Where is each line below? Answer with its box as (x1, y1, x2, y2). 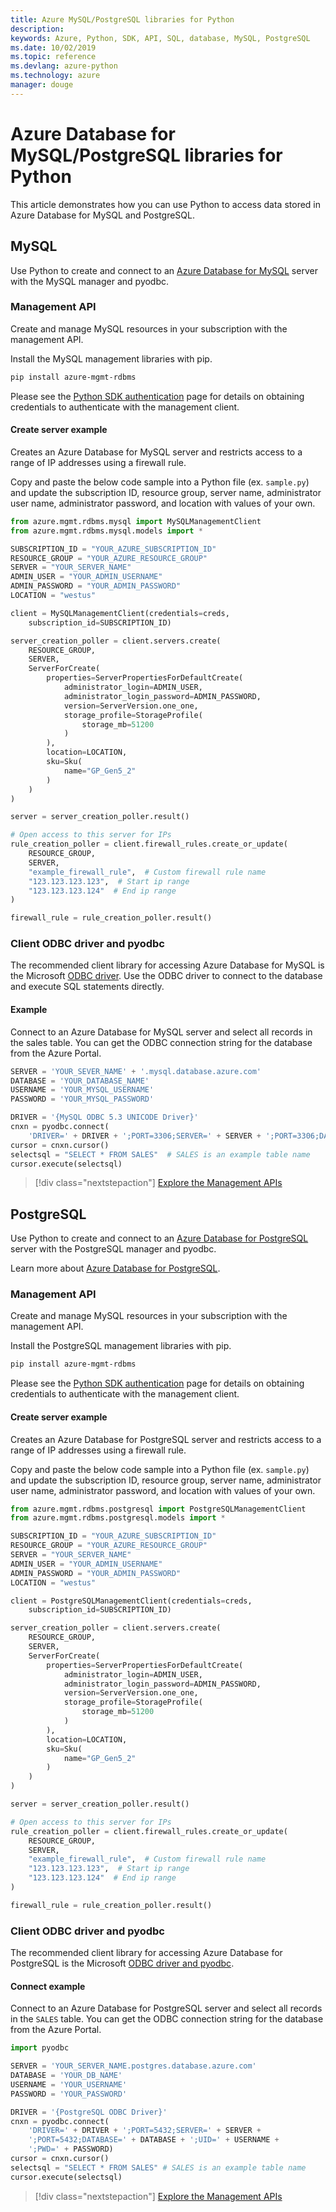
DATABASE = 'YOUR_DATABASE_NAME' (10, 1076, 150, 1086)
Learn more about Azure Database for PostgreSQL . (10, 1262, 221, 1275)
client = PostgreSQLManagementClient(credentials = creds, (10, 1596, 253, 1606)
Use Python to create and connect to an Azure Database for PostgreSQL (10, 1232, 309, 1245)
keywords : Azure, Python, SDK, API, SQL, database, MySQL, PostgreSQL (10, 33, 311, 43)
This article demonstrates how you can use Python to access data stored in (10, 198, 322, 210)
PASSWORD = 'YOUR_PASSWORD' (10, 2089, 128, 2099)
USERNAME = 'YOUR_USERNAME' (10, 2079, 128, 2090)
